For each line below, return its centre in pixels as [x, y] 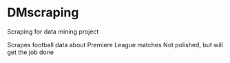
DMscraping [43, 13]
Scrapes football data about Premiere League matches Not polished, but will [115, 45]
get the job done [30, 52]
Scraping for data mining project [53, 32]
